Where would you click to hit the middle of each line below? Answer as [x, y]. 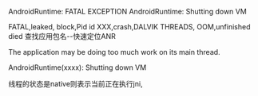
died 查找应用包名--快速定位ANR [62, 36]
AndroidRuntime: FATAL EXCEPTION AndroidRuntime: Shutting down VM [128, 12]
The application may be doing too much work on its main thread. [115, 52]
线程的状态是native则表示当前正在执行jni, [75, 84]
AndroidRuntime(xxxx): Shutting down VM [77, 67]
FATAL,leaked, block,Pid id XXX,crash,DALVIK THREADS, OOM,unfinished [129, 27]
